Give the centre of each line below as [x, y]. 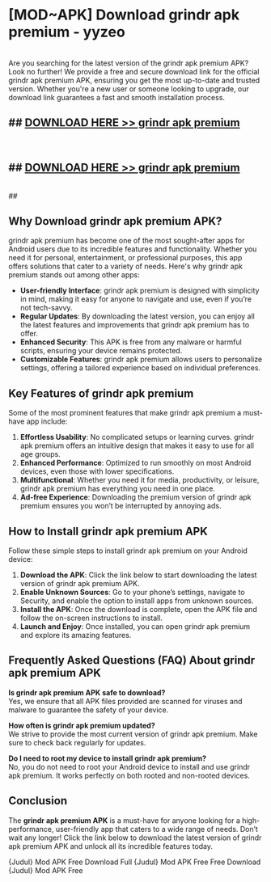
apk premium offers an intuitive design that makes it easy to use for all [137, 445]
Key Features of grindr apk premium [101, 393]
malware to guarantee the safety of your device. [89, 710]
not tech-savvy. [46, 308]
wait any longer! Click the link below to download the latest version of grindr [135, 838]
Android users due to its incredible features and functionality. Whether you [133, 249]
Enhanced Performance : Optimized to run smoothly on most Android [135, 463]
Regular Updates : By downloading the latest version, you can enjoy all [137, 316]
